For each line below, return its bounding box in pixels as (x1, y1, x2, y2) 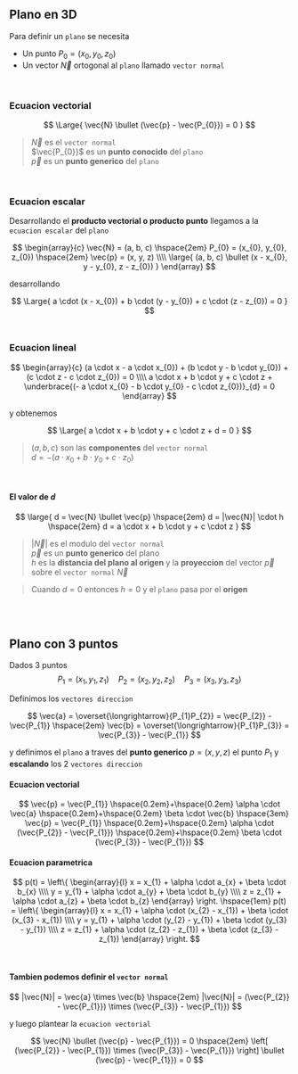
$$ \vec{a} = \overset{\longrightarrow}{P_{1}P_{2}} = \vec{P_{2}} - (27, 711, 272, 722)
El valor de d (9, 491, 56, 502)
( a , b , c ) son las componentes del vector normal (30, 442, 209, 453)
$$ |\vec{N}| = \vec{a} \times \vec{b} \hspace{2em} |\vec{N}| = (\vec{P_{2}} (9, 991, 290, 1002)
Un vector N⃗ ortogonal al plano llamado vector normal (21, 60, 225, 70)
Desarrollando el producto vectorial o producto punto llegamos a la (9, 216, 259, 227)
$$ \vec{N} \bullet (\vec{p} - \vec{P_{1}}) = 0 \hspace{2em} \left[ (30, 1035, 269, 1046)
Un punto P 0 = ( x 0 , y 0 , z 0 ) (21, 48, 117, 61)
